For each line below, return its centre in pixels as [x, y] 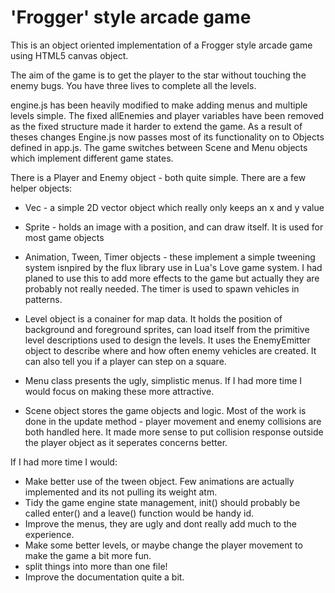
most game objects [64, 237]
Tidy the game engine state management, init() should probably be [162, 502]
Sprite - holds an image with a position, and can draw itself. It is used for [174, 227]
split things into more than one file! [96, 566]
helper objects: [41, 188]
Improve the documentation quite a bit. [104, 577]
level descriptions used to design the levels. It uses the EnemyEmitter [167, 340]
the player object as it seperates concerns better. [126, 442]
